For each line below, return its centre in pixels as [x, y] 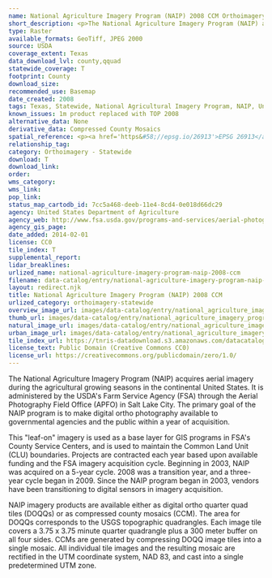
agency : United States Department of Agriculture [94, 212]
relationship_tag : [39, 144]
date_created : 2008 [41, 99]
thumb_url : [27, 317]
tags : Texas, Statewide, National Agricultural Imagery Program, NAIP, [132, 106]
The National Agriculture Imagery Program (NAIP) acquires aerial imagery [131, 379]
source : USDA [30, 46]
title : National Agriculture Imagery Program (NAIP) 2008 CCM [115, 295]
